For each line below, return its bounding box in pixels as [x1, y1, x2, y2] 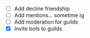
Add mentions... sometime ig [14, 12, 84, 19]
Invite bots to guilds [14, 25, 63, 32]
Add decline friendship [14, 5, 70, 12]
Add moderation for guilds [14, 18, 78, 26]
